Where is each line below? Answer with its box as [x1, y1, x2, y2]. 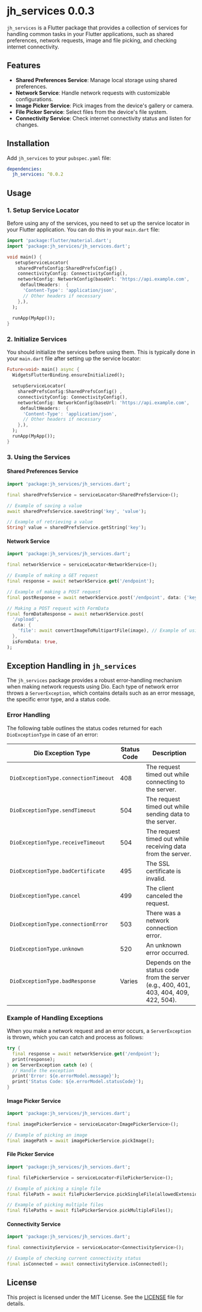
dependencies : [7, 166, 43, 172]
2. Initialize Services [7, 335, 67, 343]
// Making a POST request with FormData [7, 605, 110, 611]
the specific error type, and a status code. [7, 696, 111, 703]
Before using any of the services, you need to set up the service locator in [7, 220, 190, 227]
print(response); [12, 1056, 56, 1062]
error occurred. [146, 948, 189, 957]
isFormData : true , [12, 638, 59, 645]
